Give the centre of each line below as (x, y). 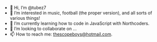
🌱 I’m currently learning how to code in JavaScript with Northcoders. (79, 23)
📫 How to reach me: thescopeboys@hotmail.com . (61, 34)
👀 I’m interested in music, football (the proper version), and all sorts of (81, 13)
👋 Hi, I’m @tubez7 (28, 8)
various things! (25, 18)
